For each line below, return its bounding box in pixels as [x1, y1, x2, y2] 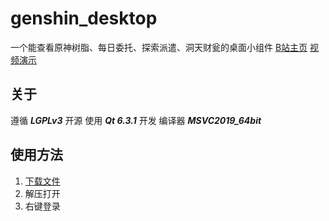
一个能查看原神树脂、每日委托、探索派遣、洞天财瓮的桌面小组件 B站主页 [10, 41, 308, 53]
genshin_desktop [10, 7, 158, 30]
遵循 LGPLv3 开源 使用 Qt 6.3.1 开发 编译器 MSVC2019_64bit [10, 114, 262, 126]
